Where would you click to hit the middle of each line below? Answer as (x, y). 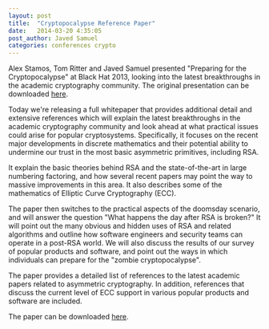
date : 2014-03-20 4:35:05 (55, 30)
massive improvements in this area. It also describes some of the (115, 185)
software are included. (45, 301)
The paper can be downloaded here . (68, 317)
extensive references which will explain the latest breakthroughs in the (124, 118)
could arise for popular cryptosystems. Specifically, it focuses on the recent (133, 135)
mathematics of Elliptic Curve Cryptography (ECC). (92, 193)
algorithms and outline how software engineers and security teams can (126, 234)
